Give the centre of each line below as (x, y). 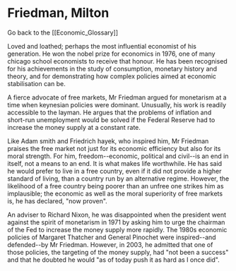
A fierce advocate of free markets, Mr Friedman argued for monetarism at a (117, 97)
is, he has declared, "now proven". (57, 201)
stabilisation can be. (36, 83)
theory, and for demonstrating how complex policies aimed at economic (112, 76)
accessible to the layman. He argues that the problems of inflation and (110, 112)
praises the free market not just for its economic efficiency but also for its (114, 148)
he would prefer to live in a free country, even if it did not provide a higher (114, 171)
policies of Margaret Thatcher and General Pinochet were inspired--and (112, 237)
